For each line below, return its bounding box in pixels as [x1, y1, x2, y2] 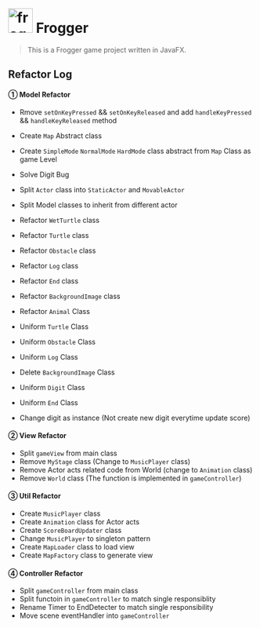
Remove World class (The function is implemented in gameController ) [19, 473, 242, 483]
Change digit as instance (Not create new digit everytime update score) [19, 413, 251, 422]
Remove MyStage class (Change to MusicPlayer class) [19, 456, 190, 466]
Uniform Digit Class [19, 382, 85, 392]
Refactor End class [19, 276, 79, 286]
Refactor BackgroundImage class [19, 291, 121, 301]
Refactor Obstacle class [19, 246, 96, 255]
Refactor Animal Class [19, 306, 90, 316]
